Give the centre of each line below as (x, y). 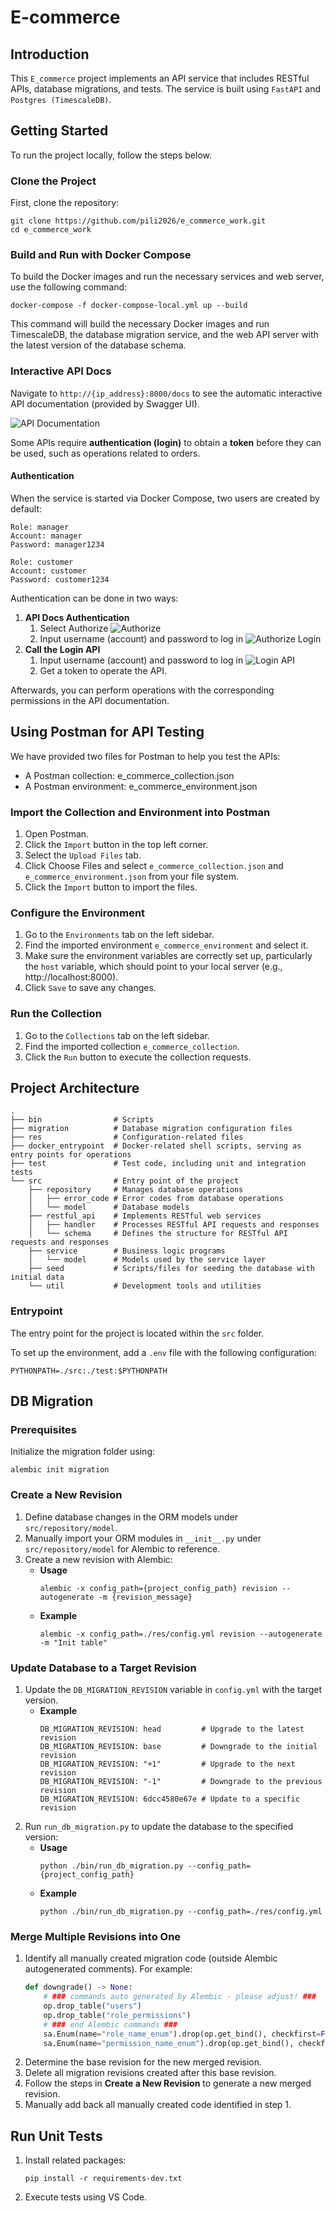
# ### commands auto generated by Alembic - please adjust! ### (180, 1997)
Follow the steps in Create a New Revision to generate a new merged (168, 2083)
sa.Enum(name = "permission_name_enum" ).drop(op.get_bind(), (169, 2043)
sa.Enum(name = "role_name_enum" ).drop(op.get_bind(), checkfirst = (182, 2034)
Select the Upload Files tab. (83, 855)
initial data (37, 1277)
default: (26, 508)
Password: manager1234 (57, 544)
